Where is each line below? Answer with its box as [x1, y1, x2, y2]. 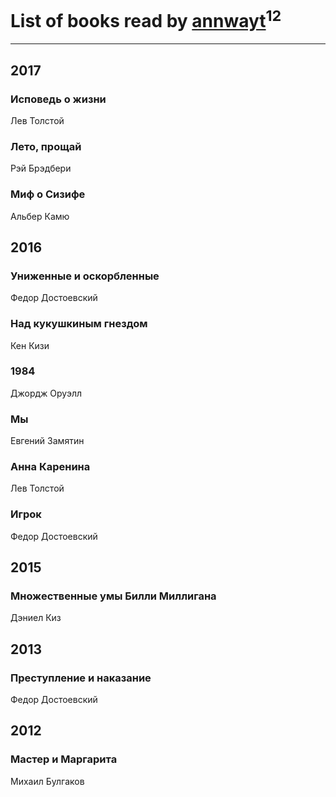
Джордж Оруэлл [10, 387, 83, 399]
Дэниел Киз [10, 612, 62, 624]
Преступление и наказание [10, 671, 152, 685]
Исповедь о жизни [10, 92, 107, 106]
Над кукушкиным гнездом [10, 317, 148, 331]
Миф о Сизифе [10, 187, 86, 201]
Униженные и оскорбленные [10, 269, 160, 283]
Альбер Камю [10, 210, 70, 222]
